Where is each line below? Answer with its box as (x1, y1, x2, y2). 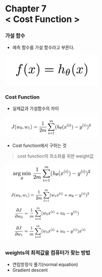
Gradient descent (12, 267, 48, 273)
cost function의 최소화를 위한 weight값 (17, 153, 94, 159)
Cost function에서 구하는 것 (12, 142, 67, 148)
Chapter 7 (5, 3, 47, 14)
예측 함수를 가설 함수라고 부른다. (12, 44, 75, 50)
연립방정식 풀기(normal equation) (12, 262, 78, 268)
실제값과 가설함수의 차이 (12, 106, 59, 112)
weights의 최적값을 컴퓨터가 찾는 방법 (5, 249, 91, 256)
